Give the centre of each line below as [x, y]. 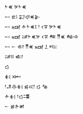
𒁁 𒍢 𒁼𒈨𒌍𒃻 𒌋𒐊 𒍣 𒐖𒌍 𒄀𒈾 [41, 37]
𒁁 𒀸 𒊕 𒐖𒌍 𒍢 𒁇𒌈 [31, 47]
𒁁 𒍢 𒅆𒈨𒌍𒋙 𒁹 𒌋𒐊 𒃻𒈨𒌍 [33, 27]
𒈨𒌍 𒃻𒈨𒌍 [16, 7]
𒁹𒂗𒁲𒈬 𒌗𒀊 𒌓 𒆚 [27, 86]
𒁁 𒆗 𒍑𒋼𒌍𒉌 [22, 17]
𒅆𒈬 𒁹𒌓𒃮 [17, 96]
